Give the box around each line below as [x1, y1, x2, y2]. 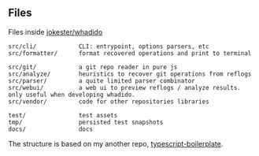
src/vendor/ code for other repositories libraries [8, 98, 210, 106]
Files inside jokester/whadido [8, 27, 103, 36]
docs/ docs [8, 125, 93, 133]
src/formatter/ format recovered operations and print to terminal [8, 49, 252, 58]
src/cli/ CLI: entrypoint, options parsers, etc [8, 43, 210, 50]
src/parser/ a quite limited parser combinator [8, 76, 195, 85]
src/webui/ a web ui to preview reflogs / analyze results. [8, 84, 242, 91]
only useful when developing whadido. [8, 91, 135, 98]
